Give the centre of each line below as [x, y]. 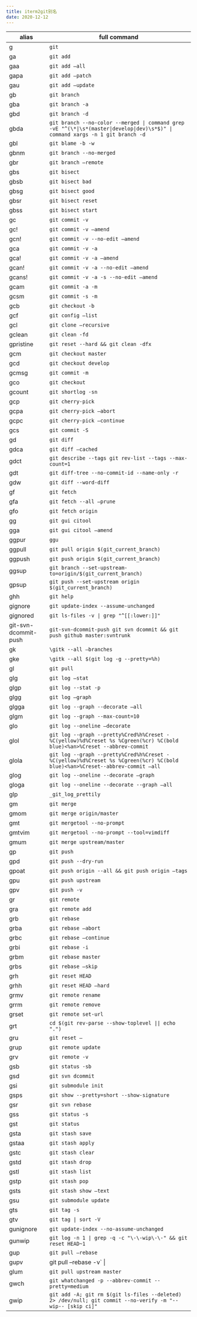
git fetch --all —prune [82, 501]
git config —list [73, 315]
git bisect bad [70, 181]
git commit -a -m [73, 287]
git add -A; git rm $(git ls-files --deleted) [115, 1294]
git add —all [67, 66]
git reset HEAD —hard [79, 985]
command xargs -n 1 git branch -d [97, 134]
